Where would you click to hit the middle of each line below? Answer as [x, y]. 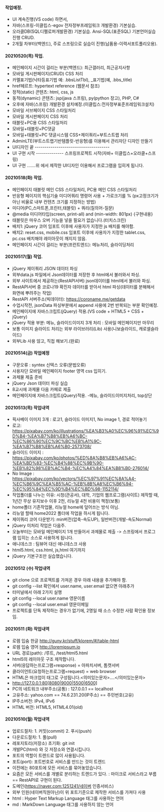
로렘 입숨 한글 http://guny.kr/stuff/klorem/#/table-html [65, 641]
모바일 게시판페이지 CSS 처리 [40, 116]
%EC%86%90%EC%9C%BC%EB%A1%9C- [57, 441]
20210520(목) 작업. [24, 56]
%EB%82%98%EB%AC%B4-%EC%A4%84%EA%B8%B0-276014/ [80, 468]
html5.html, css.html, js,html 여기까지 [49, 550]
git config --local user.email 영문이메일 [50, 604]
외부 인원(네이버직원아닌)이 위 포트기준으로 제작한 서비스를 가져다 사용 [79, 792]
